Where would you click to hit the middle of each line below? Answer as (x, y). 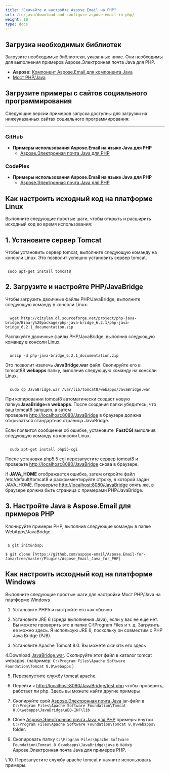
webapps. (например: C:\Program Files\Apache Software (65, 660)
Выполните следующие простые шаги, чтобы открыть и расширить (78, 219)
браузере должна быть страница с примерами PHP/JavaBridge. (74, 490)
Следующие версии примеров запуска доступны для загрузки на (76, 113)
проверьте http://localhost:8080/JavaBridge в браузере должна (73, 415)
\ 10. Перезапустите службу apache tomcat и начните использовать (78, 760)
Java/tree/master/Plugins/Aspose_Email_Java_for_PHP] (63, 559)
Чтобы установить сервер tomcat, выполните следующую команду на (81, 252)
